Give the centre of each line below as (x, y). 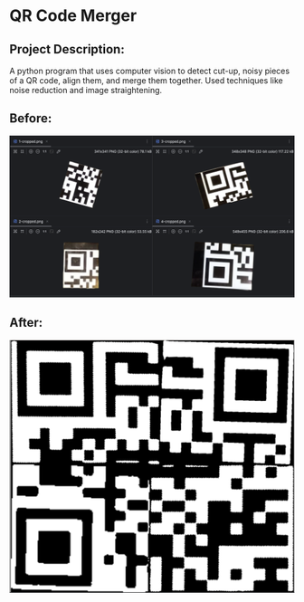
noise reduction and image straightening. (86, 90)
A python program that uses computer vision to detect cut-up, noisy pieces (150, 71)
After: (26, 323)
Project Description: (67, 49)
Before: (31, 119)
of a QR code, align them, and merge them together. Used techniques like (146, 81)
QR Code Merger (73, 16)
